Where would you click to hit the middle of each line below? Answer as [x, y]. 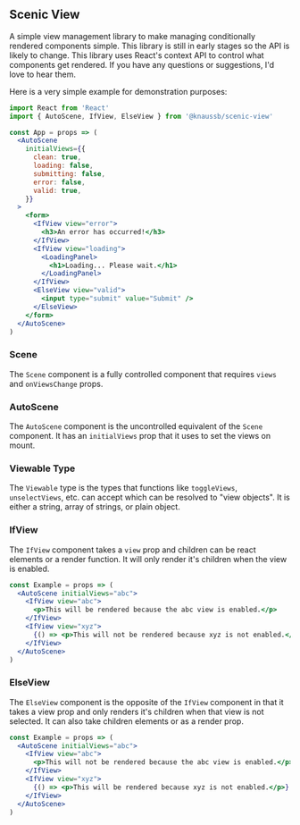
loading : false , [63, 166]
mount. [22, 445]
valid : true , [57, 190]
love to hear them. [42, 74]
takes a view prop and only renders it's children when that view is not [137, 711]
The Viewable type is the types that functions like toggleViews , [124, 488]
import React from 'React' [59, 108]
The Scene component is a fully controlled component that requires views [143, 374]
